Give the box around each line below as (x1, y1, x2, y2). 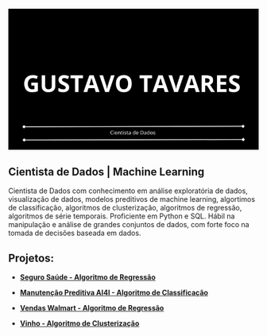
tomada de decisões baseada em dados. (8, 228, 141, 238)
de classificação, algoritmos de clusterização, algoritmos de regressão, (8, 203, 242, 213)
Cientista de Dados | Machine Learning (8, 164, 205, 179)
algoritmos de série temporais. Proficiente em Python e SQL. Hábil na (8, 211, 235, 221)
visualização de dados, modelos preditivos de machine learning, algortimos (8, 195, 256, 204)
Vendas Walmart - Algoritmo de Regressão (19, 303, 164, 313)
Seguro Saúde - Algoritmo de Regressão (19, 272, 157, 282)
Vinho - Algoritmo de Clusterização (19, 319, 140, 328)
